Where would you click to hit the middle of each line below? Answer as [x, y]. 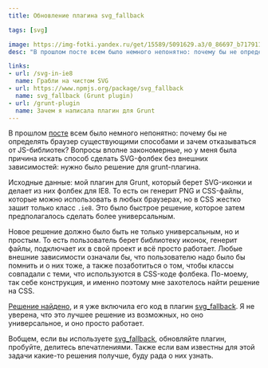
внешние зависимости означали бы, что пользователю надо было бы [127, 257]
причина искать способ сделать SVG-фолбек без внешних [108, 159]
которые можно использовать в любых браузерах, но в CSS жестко [125, 199]
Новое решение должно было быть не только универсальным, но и [124, 232]
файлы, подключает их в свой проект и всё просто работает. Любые [126, 249]
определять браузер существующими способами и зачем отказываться [132, 142]
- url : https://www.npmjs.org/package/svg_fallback [96, 88]
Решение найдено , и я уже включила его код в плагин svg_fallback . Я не [132, 307]
